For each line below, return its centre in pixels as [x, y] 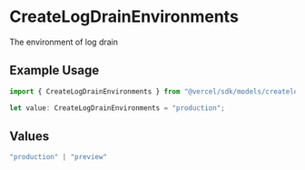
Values [30, 136]
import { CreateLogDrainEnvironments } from [95, 91]
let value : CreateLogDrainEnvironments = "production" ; [117, 108]
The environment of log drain [64, 42]
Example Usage [54, 70]
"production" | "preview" [58, 157]
